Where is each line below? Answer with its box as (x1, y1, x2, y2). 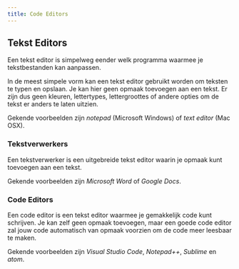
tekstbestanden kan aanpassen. (7, 64, 101, 72)
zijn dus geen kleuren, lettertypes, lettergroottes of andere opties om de (7, 92, 219, 101)
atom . (7, 255, 25, 264)
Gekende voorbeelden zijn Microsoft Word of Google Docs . (7, 176, 182, 186)
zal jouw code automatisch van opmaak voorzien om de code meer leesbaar (7, 226, 232, 235)
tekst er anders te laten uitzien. (7, 100, 98, 108)
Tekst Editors (7, 37, 68, 49)
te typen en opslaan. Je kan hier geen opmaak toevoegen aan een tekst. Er (7, 85, 228, 93)
